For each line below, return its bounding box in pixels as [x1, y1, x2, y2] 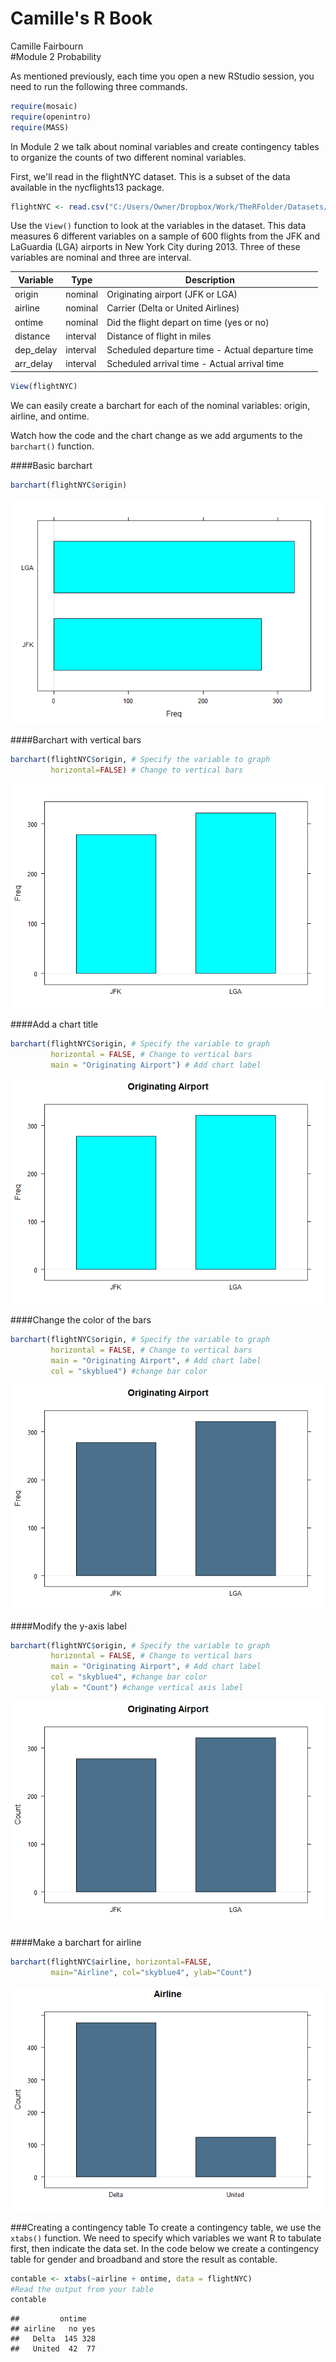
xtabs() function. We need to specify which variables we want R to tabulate [10, 2232, 322, 2244]
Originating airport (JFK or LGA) [106, 288, 238, 301]
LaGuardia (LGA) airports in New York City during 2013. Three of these [10, 241, 301, 253]
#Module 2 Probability [10, 50, 102, 62]
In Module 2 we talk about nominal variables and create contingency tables [10, 140, 320, 152]
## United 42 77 [10, 2344, 97, 2354]
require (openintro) [10, 112, 92, 122]
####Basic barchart [10, 459, 93, 471]
